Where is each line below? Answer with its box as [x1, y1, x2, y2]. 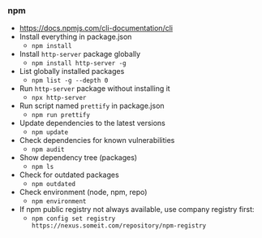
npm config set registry [31, 214, 116, 223]
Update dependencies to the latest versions [19, 119, 165, 128]
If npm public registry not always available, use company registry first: [19, 205, 255, 214]
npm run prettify [31, 111, 91, 119]
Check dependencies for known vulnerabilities [19, 136, 175, 145]
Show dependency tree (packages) [19, 153, 138, 162]
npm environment [31, 197, 87, 206]
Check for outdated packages [19, 170, 119, 180]
